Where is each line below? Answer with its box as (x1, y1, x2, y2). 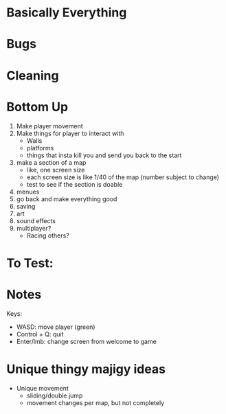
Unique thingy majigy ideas (6, 361, 166, 377)
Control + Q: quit (16, 330, 64, 338)
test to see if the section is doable (26, 180, 123, 188)
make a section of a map (16, 158, 87, 166)
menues (16, 187, 40, 196)
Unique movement (16, 384, 69, 392)
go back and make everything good (16, 194, 117, 203)
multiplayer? (16, 224, 52, 232)
